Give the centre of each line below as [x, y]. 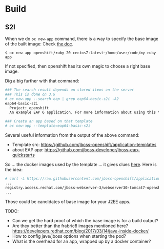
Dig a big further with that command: [42, 81]
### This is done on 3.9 [30, 94]
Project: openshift [29, 108]
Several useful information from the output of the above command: [72, 135]
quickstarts [23, 155]
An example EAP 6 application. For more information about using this [83, 113]
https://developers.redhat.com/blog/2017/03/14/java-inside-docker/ [80, 231]
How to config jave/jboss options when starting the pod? [69, 236]
